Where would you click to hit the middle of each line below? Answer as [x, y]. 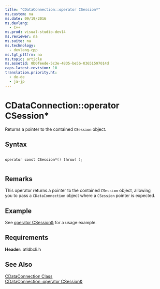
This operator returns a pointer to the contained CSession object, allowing [78, 190]
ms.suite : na [18, 41]
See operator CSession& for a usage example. [51, 222]
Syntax [16, 144]
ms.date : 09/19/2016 [26, 18]
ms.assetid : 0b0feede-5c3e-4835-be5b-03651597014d [57, 63]
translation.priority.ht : [31, 73]
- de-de [17, 77]
